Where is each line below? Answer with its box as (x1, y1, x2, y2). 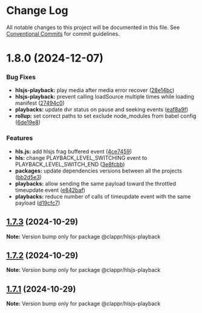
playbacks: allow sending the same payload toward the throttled (15, 180, 177, 187)
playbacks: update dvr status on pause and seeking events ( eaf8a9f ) (15, 106, 189, 113)
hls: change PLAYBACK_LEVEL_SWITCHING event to (15, 154, 148, 161)
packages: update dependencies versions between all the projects (15, 167, 183, 174)
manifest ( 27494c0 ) (15, 99, 65, 107)
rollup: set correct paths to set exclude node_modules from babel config (15, 113, 197, 120)
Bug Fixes (6, 73, 36, 82)
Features (6, 134, 33, 142)
